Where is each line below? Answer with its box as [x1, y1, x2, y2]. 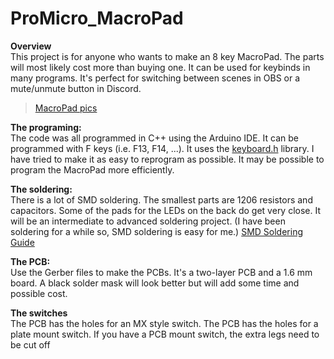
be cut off [10, 338, 51, 351]
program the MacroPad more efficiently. [10, 163, 175, 176]
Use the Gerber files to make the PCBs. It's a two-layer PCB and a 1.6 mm [10, 266, 313, 278]
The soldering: [10, 183, 73, 195]
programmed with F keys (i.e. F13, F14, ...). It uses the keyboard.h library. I [10, 142, 315, 154]
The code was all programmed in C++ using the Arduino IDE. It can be [10, 132, 299, 144]
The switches [10, 307, 68, 319]
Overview [10, 40, 52, 52]
